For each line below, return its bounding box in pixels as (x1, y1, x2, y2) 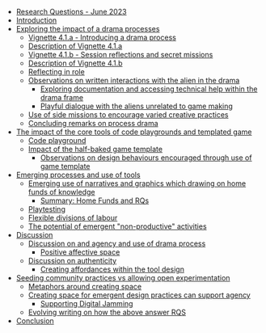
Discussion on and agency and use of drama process (27, 238, 206, 248)
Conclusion (15, 316, 54, 326)
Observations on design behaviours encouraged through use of (40, 153, 252, 162)
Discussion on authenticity (27, 256, 117, 265)
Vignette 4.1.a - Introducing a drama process (27, 32, 176, 42)
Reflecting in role (27, 67, 85, 76)
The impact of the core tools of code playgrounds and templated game (15, 127, 252, 137)
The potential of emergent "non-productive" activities (27, 221, 208, 231)
